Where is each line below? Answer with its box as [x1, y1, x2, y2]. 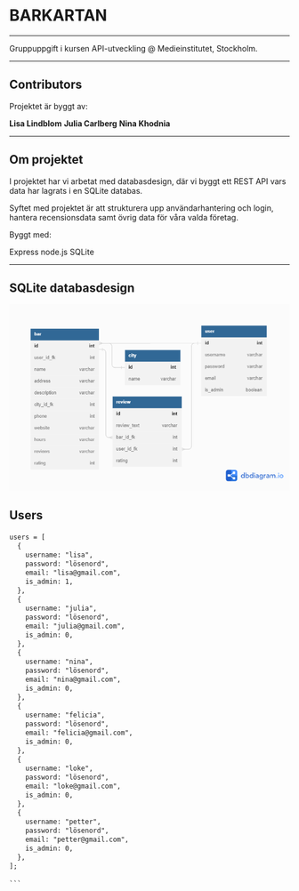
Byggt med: [9, 229, 52, 240]
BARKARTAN [9, 5, 108, 26]
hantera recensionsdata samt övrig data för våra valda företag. [9, 212, 238, 222]
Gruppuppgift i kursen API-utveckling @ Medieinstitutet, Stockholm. [9, 43, 258, 53]
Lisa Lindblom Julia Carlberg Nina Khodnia [9, 117, 171, 129]
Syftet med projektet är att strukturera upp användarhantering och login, [9, 202, 274, 213]
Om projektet [9, 152, 84, 167]
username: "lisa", [25, 550, 93, 559]
